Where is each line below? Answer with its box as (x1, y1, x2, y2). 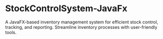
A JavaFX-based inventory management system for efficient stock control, (5, 19, 159, 25)
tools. (5, 29, 17, 35)
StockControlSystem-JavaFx (5, 3, 128, 14)
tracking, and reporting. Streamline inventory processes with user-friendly (5, 24, 158, 30)
